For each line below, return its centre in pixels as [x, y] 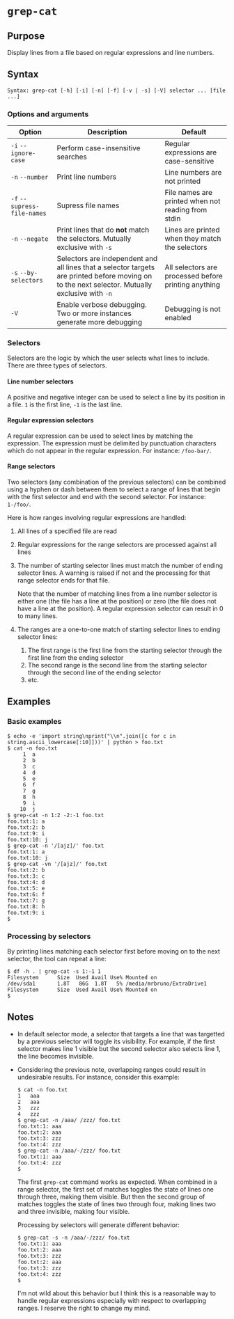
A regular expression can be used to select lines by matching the [100, 436]
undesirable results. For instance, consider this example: [98, 1077]
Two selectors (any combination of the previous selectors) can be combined [117, 482]
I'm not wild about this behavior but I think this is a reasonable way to [116, 1293]
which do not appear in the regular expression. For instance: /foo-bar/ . [109, 450]
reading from [186, 210]
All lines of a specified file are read [67, 531]
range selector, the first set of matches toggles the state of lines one [115, 1189]
